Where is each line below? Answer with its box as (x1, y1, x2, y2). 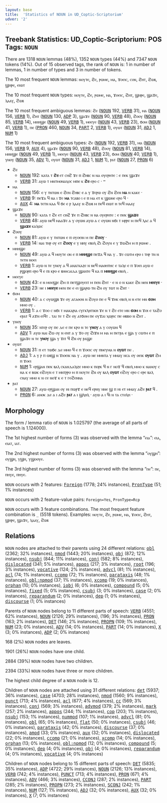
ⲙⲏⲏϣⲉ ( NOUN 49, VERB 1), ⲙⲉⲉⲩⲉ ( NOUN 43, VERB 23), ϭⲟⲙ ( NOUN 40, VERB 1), (5, 151, 159, 157)
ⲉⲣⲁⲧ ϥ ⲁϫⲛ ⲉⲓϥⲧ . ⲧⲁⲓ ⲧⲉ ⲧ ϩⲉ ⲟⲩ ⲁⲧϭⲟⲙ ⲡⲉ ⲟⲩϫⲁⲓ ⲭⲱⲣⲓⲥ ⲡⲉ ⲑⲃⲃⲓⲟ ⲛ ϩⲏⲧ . (19, 313, 146, 319)
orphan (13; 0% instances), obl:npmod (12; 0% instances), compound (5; (5, 740, 157, 746)
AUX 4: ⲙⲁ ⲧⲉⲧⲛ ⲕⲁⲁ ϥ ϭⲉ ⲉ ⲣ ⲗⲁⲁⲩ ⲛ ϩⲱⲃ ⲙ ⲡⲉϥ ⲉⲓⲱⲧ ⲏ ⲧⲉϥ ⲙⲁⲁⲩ (19, 201, 135, 207)
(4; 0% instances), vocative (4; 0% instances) (5, 751, 103, 757)
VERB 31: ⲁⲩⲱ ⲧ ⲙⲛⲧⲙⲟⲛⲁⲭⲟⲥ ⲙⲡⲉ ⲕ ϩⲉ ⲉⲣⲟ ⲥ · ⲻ (19, 178, 106, 184)
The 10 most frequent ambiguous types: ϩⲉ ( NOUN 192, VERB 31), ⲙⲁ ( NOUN (5, 140, 156, 146)
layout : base (5, 7, 32, 12)
